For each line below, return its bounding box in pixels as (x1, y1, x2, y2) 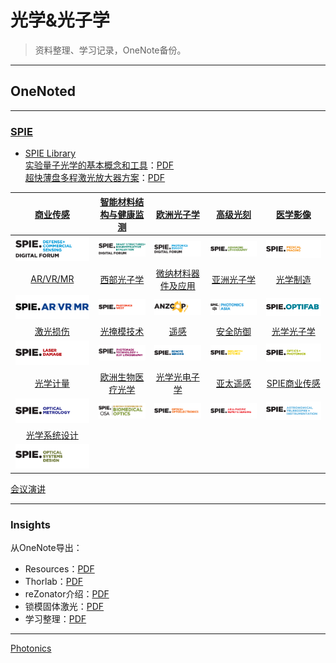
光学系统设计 (25, 429, 79, 441)
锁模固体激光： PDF (24, 601, 105, 613)
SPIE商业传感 (266, 377, 321, 389)
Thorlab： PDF (24, 576, 84, 588)
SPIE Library (24, 147, 77, 160)
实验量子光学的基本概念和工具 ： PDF (24, 159, 175, 171)
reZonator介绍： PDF (24, 588, 110, 600)
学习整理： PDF (24, 613, 87, 625)
